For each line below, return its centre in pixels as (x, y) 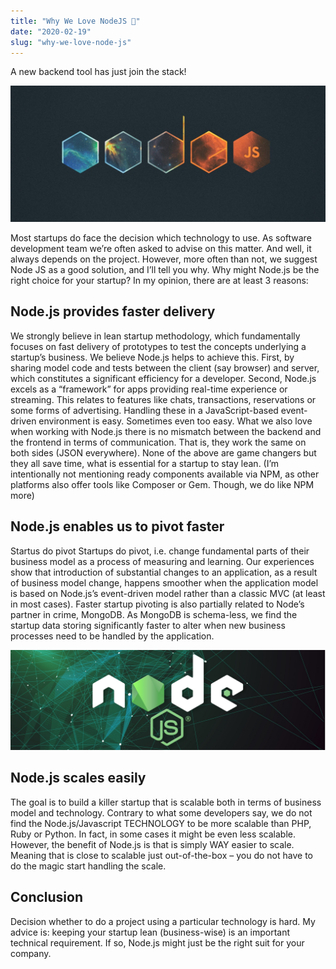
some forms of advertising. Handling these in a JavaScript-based (144, 410)
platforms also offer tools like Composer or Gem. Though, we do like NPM (162, 484)
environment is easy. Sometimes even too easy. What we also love (175, 421)
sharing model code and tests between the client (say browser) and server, (165, 367)
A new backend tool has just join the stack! (98, 72)
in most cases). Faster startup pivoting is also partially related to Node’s (157, 604)
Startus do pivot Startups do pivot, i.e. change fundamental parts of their (160, 551)
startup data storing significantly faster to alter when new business (148, 625)
